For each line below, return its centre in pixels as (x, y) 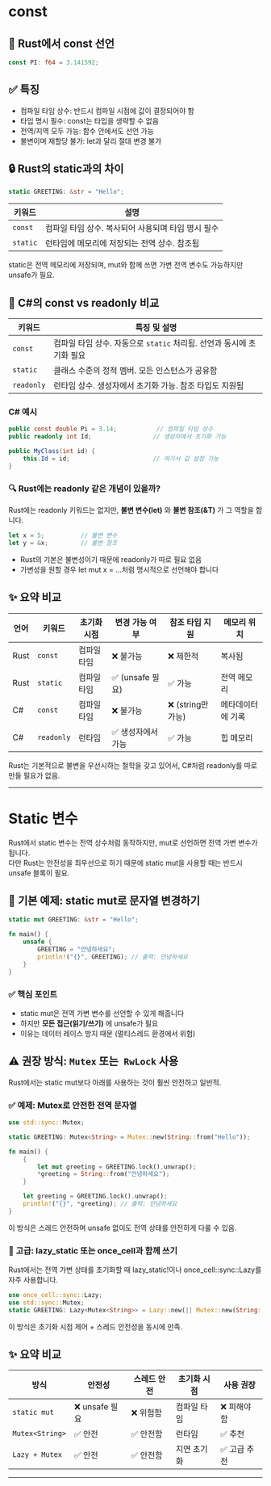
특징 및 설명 (156, 328)
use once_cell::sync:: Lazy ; (56, 1295)
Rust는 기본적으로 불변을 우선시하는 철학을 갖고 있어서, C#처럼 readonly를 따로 (133, 765)
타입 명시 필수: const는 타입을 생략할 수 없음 (90, 120)
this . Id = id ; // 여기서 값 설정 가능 (121, 459)
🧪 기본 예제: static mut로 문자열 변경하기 (104, 901)
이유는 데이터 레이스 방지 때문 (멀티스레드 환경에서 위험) (108, 1033)
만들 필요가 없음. (34, 775)
